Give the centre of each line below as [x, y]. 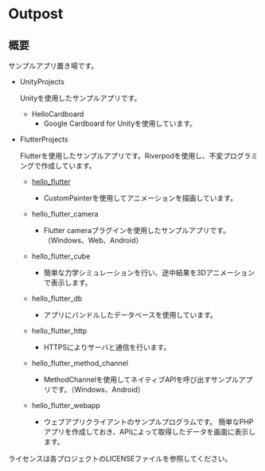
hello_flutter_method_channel [80, 363]
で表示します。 [68, 282]
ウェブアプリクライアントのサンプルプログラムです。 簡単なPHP [148, 422]
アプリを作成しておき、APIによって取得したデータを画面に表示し [150, 432]
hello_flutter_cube [61, 256]
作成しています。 [68, 165]
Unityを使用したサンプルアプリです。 [80, 98]
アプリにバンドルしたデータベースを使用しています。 [130, 315]
